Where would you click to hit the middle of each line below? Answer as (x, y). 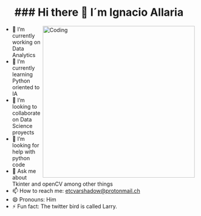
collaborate (26, 113)
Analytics (24, 55)
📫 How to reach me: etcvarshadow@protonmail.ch (76, 191)
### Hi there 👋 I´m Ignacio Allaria (99, 12)
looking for (26, 145)
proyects (23, 132)
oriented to (26, 87)
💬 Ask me (24, 171)
